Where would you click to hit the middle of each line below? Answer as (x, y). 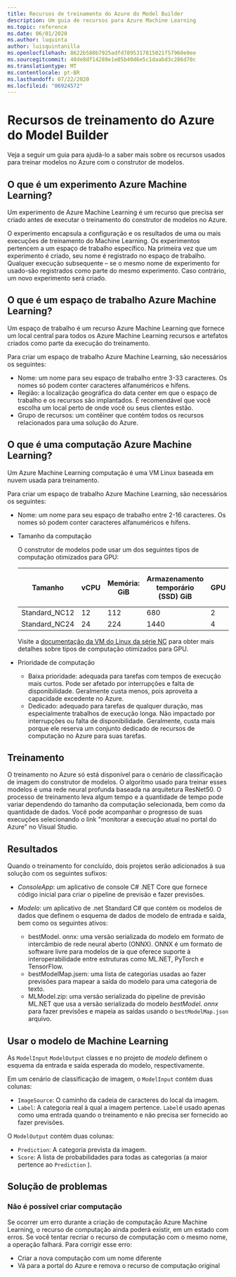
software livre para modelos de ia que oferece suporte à (109, 952)
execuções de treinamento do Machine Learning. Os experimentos (104, 241)
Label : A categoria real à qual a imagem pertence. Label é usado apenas (121, 1108)
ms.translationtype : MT (42, 66)
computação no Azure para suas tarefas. (87, 736)
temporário (175, 588)
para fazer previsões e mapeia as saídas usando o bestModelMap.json (128, 1011)
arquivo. (40, 1019)
